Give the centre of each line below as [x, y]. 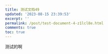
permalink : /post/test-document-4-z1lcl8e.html [54, 23]
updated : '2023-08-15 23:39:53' [38, 14]
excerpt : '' [17, 18]
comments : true [21, 28]
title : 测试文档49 [22, 9]
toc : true [15, 32]
